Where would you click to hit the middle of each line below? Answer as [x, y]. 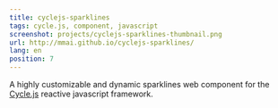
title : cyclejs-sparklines [60, 17]
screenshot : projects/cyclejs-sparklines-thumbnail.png [116, 34]
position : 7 [31, 59]
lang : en [26, 51]
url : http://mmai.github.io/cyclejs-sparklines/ [102, 42]
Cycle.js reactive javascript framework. [82, 94]
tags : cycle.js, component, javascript [84, 26]
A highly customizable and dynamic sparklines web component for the [139, 84]
